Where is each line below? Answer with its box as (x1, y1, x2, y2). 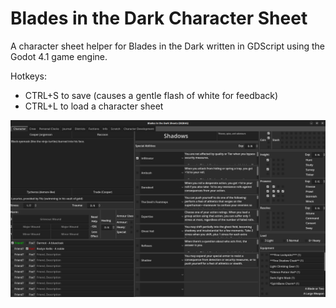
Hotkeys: (10, 70, 47, 82)
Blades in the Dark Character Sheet (10, 7, 308, 30)
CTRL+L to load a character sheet (24, 100, 164, 112)
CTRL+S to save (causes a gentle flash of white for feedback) (24, 89, 279, 101)
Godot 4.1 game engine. (10, 50, 108, 62)
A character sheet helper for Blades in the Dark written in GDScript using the (10, 40, 325, 52)
